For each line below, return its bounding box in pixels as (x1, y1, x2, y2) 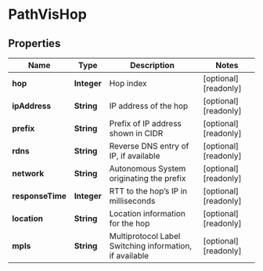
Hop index (109, 78, 147, 89)
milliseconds (109, 196, 156, 206)
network (12, 168, 45, 179)
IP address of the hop (109, 100, 189, 111)
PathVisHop (8, 5, 88, 23)
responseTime (12, 190, 67, 201)
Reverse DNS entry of (109, 141, 189, 151)
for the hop (109, 218, 150, 229)
